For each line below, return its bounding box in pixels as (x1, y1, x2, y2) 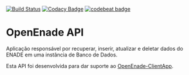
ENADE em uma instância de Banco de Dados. (6, 51, 118, 58)
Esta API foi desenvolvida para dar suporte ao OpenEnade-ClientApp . (6, 62, 174, 69)
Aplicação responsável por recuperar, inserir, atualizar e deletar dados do (6, 45, 183, 52)
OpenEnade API (6, 26, 84, 39)
